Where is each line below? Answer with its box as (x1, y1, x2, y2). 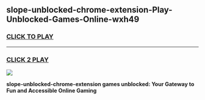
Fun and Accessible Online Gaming (6, 87, 97, 94)
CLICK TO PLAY (6, 33, 54, 41)
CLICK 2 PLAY (6, 55, 49, 64)
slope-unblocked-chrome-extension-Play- (6, 5, 173, 15)
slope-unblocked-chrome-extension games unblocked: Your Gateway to (6, 80, 195, 87)
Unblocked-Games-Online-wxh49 (6, 15, 140, 25)
